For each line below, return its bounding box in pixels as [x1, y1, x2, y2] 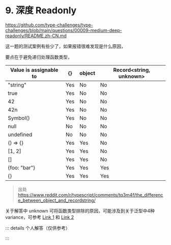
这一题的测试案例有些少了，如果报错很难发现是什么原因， [5, 43, 126, 49]
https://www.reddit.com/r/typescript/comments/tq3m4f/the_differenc [17, 192, 163, 198]
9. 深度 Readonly [5, 5, 77, 16]
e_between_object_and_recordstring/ [17, 197, 96, 203]
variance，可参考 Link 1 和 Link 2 [5, 214, 74, 220]
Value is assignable [10, 66, 59, 73]
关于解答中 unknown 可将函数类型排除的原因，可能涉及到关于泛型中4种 [5, 207, 155, 214]
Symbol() [8, 114, 31, 121]
